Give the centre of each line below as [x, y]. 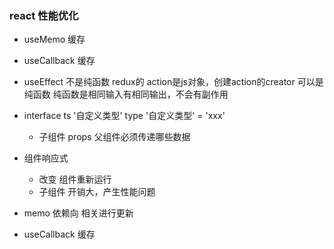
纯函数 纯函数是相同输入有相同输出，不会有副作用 [126, 94]
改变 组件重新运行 [75, 179]
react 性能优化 [44, 15]
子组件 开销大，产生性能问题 [97, 192]
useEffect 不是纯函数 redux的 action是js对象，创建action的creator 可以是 [173, 82]
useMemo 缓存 [54, 39]
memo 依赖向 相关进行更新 [78, 213]
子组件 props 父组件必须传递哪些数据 [114, 137]
